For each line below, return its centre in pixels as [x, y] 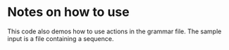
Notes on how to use [68, 12]
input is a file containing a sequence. [61, 38]
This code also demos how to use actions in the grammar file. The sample [114, 31]
